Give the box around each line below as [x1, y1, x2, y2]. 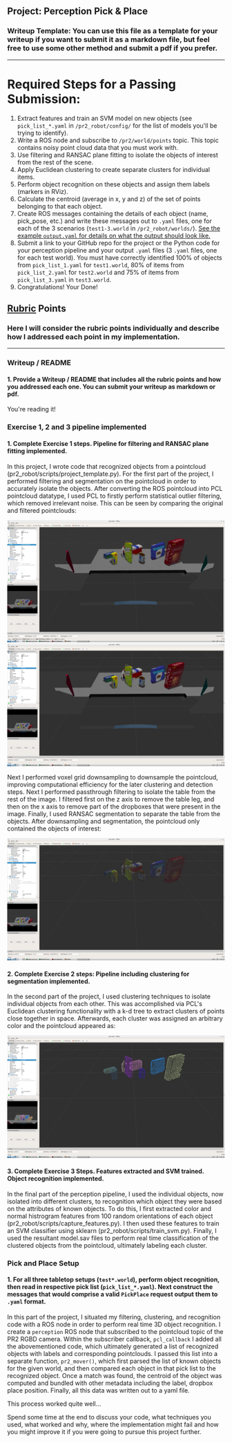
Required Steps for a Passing [7, 76, 176, 92]
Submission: [7, 91, 81, 106]
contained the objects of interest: [7, 824, 101, 833]
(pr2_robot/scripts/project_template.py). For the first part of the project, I [7, 469, 214, 478]
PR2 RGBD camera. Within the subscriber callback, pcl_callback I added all [7, 1335, 222, 1344]
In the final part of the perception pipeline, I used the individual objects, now [7, 1190, 224, 1198]
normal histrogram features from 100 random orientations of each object [7, 1212, 213, 1220]
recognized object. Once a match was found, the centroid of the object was [7, 1372, 222, 1380]
